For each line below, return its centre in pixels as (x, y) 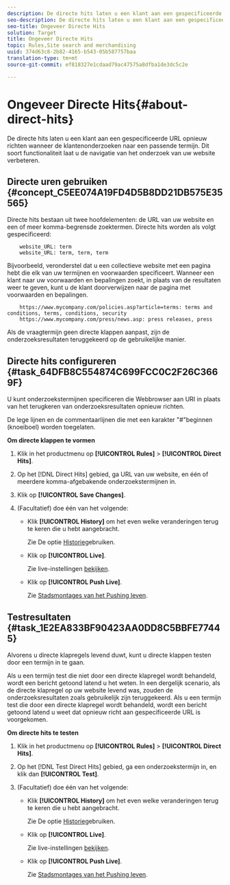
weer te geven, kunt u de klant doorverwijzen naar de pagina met (99, 288)
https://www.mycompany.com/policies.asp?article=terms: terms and (116, 307)
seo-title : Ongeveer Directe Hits (56, 26)
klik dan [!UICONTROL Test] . (58, 774)
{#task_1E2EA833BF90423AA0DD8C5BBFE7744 (114, 628)
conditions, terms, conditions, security (67, 313)
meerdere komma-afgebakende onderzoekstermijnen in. (97, 482)
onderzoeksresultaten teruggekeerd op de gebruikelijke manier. (97, 339)
